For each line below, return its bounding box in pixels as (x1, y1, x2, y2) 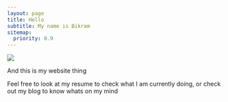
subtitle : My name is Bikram (7, 22, 90, 29)
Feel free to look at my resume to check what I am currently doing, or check (7, 80, 221, 88)
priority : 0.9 (13, 35, 53, 42)
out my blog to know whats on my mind (7, 87, 118, 95)
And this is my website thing (7, 67, 87, 75)
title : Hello (7, 16, 45, 23)
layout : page (7, 10, 45, 17)
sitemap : (7, 29, 32, 36)
